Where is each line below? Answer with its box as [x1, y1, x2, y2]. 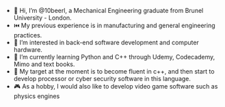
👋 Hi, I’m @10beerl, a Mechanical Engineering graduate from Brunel [13, 7, 204, 14]
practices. [13, 31, 42, 39]
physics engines [13, 92, 60, 100]
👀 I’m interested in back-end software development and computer [13, 38, 200, 46]
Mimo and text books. [13, 60, 75, 68]
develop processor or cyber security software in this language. [13, 75, 191, 82]
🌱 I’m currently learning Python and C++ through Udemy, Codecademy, [13, 53, 215, 61]
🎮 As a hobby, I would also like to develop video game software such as [13, 82, 218, 90]
